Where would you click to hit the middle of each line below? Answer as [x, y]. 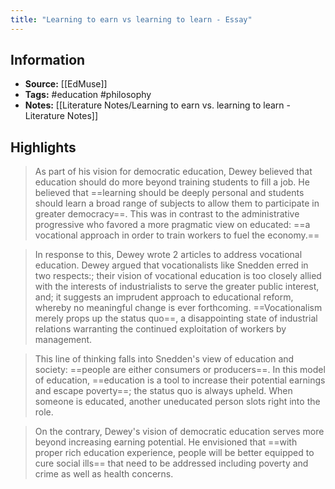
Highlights [43, 147]
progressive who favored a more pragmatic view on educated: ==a [172, 225]
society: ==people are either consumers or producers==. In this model [180, 370]
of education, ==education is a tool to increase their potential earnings [180, 380]
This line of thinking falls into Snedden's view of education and [164, 359]
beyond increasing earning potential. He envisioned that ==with [166, 442]
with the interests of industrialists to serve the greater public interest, [177, 287]
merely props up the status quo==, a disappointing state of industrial [176, 318]
